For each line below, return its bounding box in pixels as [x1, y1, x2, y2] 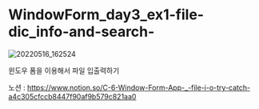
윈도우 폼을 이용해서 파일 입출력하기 [8, 66, 120, 75]
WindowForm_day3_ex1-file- [8, 6, 205, 24]
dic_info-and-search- [8, 22, 155, 41]
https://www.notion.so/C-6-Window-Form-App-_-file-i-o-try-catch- [26, 83, 250, 92]
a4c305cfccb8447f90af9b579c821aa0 [8, 91, 137, 101]
